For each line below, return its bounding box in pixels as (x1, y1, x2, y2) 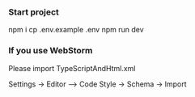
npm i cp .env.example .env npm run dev (8, 25, 144, 35)
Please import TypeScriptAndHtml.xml (8, 63, 136, 73)
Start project (8, 6, 59, 18)
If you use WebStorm (8, 45, 93, 57)
